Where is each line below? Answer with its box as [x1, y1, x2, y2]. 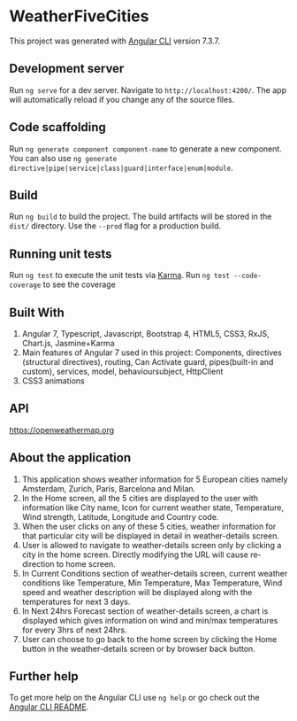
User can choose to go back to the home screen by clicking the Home [21, 633, 278, 644]
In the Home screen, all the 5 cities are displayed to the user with [21, 492, 259, 503]
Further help [9, 669, 80, 684]
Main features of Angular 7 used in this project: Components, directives [21, 347, 283, 358]
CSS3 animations [21, 376, 86, 386]
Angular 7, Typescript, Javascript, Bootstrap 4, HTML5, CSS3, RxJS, [21, 329, 270, 338]
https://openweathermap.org [9, 424, 115, 435]
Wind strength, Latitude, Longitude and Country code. [21, 511, 219, 522]
